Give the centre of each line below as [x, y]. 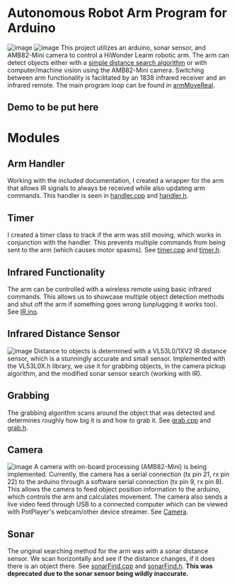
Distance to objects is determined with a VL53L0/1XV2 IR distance [131, 350]
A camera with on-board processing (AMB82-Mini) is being [121, 467]
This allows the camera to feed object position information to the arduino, [114, 490]
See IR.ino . [23, 312]
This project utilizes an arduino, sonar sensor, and [133, 47]
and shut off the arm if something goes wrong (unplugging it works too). [112, 304]
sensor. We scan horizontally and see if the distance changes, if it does [111, 559]
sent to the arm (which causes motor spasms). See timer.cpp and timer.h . [114, 250]
